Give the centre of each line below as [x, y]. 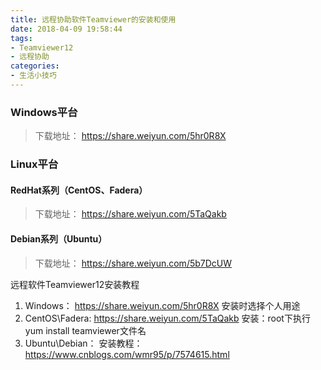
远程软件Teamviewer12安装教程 [75, 284]
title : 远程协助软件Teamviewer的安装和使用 [93, 19]
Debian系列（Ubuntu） [59, 238]
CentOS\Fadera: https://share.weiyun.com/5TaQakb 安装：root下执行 [167, 318]
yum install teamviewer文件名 [85, 330]
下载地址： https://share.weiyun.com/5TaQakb [130, 214]
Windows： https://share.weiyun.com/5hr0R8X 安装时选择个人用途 [162, 305]
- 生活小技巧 [33, 76]
